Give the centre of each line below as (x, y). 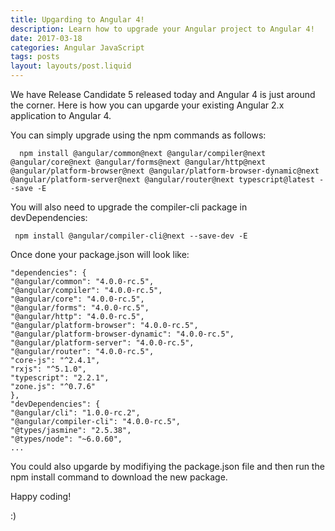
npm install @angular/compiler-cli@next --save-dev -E (131, 236)
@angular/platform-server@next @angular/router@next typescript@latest (162, 180)
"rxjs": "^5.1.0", (48, 369)
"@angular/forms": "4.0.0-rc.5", (80, 308)
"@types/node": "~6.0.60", (66, 439)
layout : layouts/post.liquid (71, 66)
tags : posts (35, 57)
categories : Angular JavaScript (77, 47)
